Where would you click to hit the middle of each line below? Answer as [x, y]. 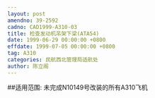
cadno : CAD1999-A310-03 [42, 27]
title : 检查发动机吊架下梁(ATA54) [53, 33]
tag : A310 [22, 54]
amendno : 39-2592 [33, 20]
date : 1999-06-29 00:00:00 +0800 [57, 40]
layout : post [27, 14]
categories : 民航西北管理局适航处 [53, 60]
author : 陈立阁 [28, 66]
